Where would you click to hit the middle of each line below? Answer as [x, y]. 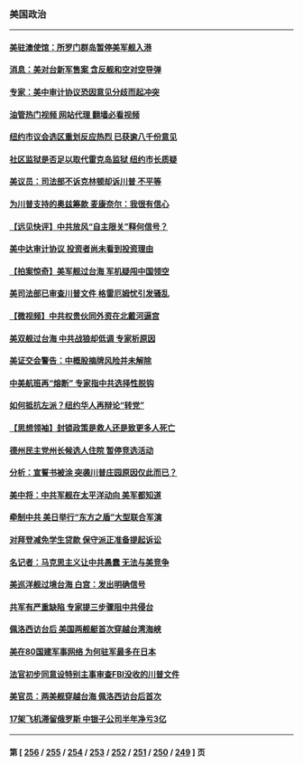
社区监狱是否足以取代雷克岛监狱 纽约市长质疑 [93, 159]
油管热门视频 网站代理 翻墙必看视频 [74, 114]
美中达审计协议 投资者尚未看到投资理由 [82, 249]
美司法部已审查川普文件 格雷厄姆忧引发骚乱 [89, 293]
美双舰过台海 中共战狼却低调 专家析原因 [83, 338]
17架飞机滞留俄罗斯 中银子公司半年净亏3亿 [88, 719]
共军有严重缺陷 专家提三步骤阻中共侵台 [82, 607]
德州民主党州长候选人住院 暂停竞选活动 [82, 450]
